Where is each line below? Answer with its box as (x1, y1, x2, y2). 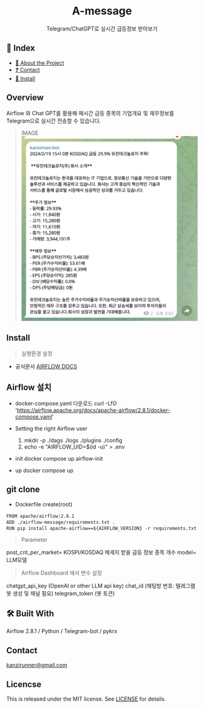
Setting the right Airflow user (15, 425, 88, 432)
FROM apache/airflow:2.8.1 (6, 513, 75, 519)
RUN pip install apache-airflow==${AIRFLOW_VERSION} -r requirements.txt (6, 525, 197, 531)
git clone (6, 484, 41, 495)
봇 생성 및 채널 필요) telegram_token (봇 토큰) (6, 589, 115, 597)
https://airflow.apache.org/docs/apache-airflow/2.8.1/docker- (17, 406, 171, 414)
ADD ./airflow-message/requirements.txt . (6, 519, 115, 525)
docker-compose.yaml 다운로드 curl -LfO (15, 400, 117, 407)
